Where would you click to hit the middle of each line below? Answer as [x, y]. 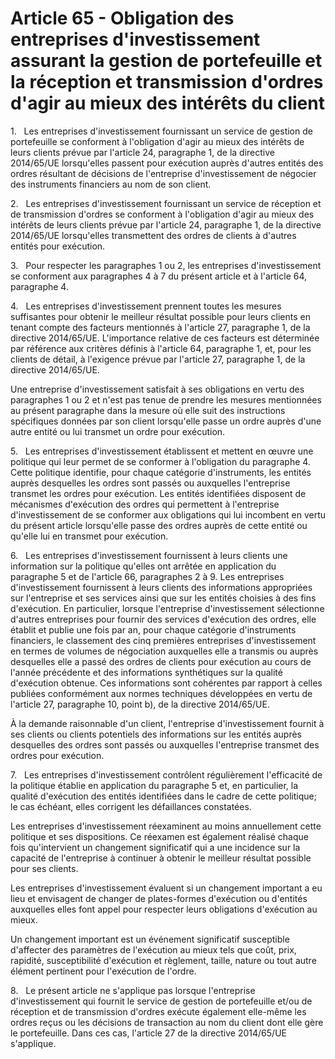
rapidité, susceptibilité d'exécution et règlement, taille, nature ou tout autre [163, 960]
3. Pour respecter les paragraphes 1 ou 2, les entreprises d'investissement [166, 265]
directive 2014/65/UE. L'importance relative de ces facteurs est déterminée [165, 338]
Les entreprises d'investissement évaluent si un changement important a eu [166, 888]
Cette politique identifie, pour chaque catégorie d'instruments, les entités [161, 472]
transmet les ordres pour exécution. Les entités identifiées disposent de [158, 493]
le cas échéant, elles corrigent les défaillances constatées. [131, 806]
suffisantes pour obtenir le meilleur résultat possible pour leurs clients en [160, 316]
